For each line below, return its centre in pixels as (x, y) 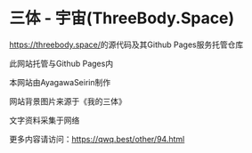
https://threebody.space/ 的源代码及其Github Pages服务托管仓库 (126, 44)
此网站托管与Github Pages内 (61, 63)
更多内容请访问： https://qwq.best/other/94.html (97, 139)
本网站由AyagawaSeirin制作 (60, 82)
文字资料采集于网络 (45, 120)
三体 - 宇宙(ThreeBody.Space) (122, 18)
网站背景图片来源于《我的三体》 (68, 101)
